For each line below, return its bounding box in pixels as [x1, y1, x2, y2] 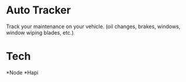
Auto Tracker [6, 4, 71, 17]
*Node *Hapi [6, 69, 39, 76]
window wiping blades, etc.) [6, 29, 74, 36]
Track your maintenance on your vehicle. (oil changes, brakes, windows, [6, 23, 181, 30]
